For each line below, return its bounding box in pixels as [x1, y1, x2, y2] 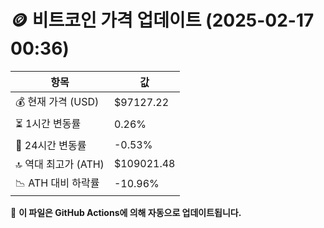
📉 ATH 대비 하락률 [15, 176, 100, 190]
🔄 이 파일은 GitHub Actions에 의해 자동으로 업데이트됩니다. [10, 206, 242, 218]
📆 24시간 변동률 [15, 138, 87, 152]
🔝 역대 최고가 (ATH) [15, 157, 105, 171]
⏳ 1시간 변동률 [15, 116, 82, 130]
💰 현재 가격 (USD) [15, 94, 100, 108]
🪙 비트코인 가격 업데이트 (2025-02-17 [10, 9, 315, 32]
